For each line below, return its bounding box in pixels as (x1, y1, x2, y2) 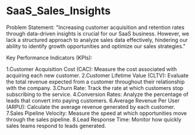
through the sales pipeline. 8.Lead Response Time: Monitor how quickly (6, 115, 182, 123)
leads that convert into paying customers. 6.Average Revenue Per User (6, 97, 180, 104)
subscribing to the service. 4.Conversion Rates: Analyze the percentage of (6, 91, 188, 98)
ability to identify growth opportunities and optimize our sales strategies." (6, 43, 186, 50)
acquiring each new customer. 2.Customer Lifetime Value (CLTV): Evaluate (6, 72, 189, 79)
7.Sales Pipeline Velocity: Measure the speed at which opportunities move (6, 110, 187, 117)
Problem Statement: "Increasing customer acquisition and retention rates (6, 24, 185, 31)
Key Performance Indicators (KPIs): (6, 54, 93, 61)
